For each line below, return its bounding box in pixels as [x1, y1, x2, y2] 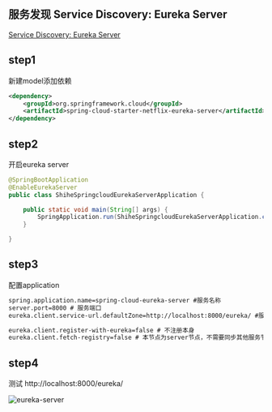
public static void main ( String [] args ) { [23, 205, 168, 213]
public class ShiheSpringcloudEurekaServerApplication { [8, 191, 205, 199]
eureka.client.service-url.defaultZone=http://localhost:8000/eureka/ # [8, 311, 259, 320]
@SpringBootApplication [8, 175, 89, 184]
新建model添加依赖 [8, 75, 72, 85]
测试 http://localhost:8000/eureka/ [8, 379, 124, 388]
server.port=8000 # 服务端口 [8, 303, 102, 312]
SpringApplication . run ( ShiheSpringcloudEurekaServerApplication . [37, 213, 263, 221]
